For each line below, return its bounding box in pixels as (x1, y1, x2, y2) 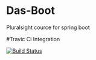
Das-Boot (6, 4, 56, 18)
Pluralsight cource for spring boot (6, 24, 90, 31)
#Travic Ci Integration (6, 35, 60, 42)
